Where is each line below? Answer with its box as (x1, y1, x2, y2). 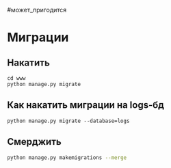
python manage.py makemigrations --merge (7, 154, 127, 161)
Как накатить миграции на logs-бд (7, 99, 164, 111)
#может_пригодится (7, 6, 67, 14)
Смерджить (7, 136, 62, 148)
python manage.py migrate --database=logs (7, 117, 130, 124)
